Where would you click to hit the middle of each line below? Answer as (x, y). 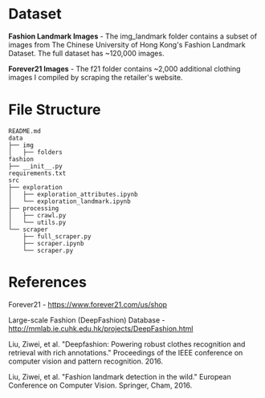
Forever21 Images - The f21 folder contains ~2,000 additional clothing (124, 68)
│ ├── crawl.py (37, 215)
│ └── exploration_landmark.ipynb (69, 201)
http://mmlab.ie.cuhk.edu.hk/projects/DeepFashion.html (101, 328)
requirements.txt (37, 173)
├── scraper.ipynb (53, 243)
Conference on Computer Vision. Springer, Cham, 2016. (100, 385)
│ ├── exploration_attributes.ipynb (73, 194)
